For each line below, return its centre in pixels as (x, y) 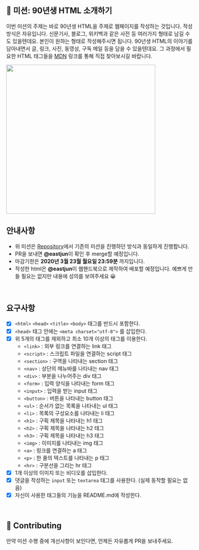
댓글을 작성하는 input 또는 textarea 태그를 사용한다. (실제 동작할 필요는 (98, 480)
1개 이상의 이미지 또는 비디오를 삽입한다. (61, 473)
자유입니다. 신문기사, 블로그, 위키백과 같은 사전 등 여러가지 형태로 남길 (103, 33)
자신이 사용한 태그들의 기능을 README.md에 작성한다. (78, 495)
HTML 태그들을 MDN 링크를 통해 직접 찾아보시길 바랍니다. (85, 56)
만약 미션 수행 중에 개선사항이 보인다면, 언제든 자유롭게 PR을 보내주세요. (90, 540)
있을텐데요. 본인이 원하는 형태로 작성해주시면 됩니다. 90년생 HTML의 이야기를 (102, 41)
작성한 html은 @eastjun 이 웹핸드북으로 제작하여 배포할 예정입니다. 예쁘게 (100, 268)
